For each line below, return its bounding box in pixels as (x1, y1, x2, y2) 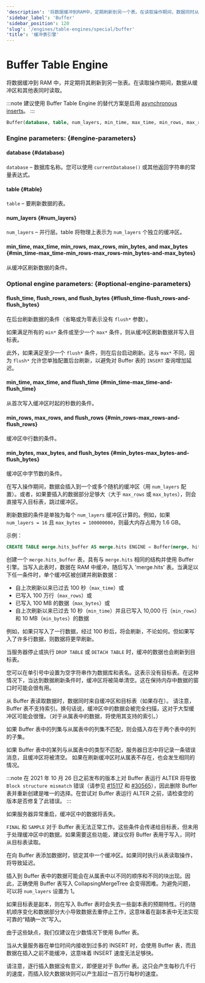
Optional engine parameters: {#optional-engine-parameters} (6, 279, 191, 288)
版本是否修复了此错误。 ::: (6, 797, 72, 804)
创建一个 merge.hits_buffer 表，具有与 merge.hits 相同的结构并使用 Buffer (6, 556, 194, 563)
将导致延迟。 (6, 860, 38, 867)
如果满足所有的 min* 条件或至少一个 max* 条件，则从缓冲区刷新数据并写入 (6, 328, 190, 336)
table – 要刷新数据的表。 (6, 200, 69, 207)
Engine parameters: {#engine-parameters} (6, 134, 137, 142)
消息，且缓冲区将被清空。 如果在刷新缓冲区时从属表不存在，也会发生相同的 (6, 754, 195, 761)
